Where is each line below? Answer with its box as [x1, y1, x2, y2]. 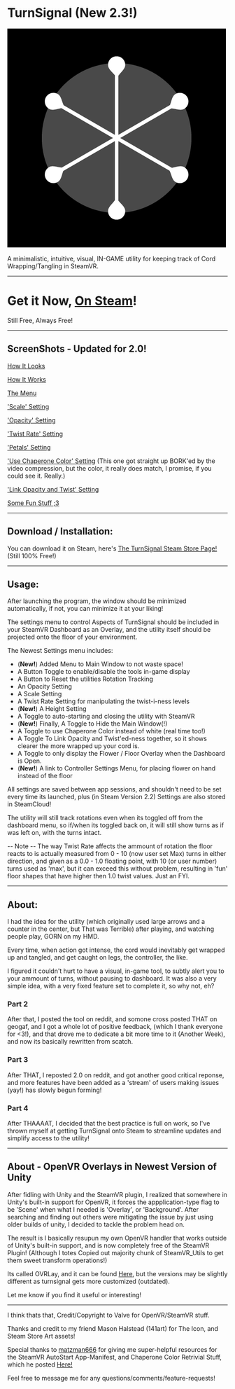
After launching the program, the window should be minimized [7, 597, 187, 605]
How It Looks [7, 361, 45, 370]
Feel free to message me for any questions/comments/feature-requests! [7, 1374, 215, 1382]
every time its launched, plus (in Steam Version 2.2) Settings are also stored [7, 793, 226, 801]
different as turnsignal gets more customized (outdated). [7, 1277, 170, 1285]
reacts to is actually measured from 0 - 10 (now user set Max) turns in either [7, 850, 227, 858]
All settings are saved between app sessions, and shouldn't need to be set [7, 785, 222, 794]
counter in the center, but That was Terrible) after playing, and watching [7, 925, 215, 933]
